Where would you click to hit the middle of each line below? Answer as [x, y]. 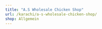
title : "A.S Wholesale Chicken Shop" [44, 10]
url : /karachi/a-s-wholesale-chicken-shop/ [51, 14]
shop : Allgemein [22, 19]
